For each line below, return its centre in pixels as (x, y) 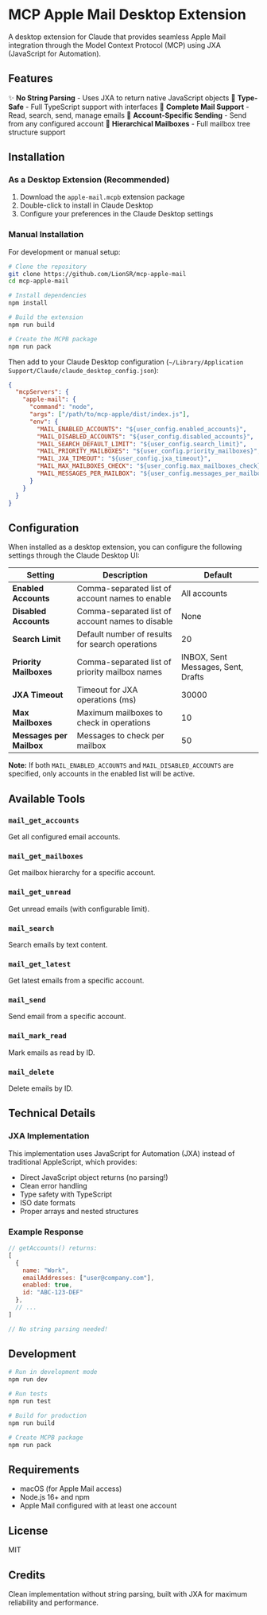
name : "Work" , (46, 1271)
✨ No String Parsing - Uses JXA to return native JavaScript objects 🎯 (122, 98)
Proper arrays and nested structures (79, 1211)
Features (31, 78)
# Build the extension (46, 317)
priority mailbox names (120, 672)
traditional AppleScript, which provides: (73, 1162)
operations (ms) (106, 700)
